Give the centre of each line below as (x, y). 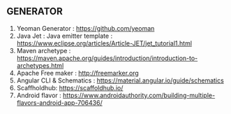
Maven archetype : (44, 50)
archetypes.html (40, 65)
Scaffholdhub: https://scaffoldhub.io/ (70, 87)
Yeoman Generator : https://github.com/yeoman (85, 28)
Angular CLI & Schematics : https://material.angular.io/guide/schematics (120, 80)
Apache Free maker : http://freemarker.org (77, 73)
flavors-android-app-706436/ (59, 102)
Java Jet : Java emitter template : (65, 36)
